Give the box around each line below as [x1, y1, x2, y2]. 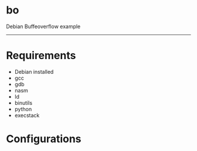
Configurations [6, 132, 81, 146]
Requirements [6, 49, 76, 62]
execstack [14, 112, 40, 119]
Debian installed [14, 68, 54, 75]
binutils [14, 99, 33, 106]
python [14, 105, 32, 112]
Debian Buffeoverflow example [6, 23, 81, 30]
